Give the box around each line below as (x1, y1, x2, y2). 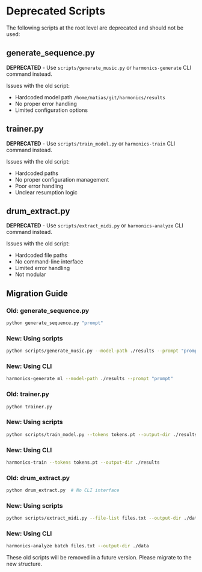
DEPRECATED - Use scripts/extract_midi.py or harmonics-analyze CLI (6, 222, 183, 229)
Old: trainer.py (6, 390, 49, 398)
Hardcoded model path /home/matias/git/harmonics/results (14, 93, 165, 100)
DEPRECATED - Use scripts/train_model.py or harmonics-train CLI (6, 140, 176, 147)
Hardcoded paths (14, 170, 59, 177)
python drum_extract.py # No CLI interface (6, 487, 120, 494)
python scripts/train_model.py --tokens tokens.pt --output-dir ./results (6, 431, 198, 437)
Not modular (14, 271, 46, 278)
